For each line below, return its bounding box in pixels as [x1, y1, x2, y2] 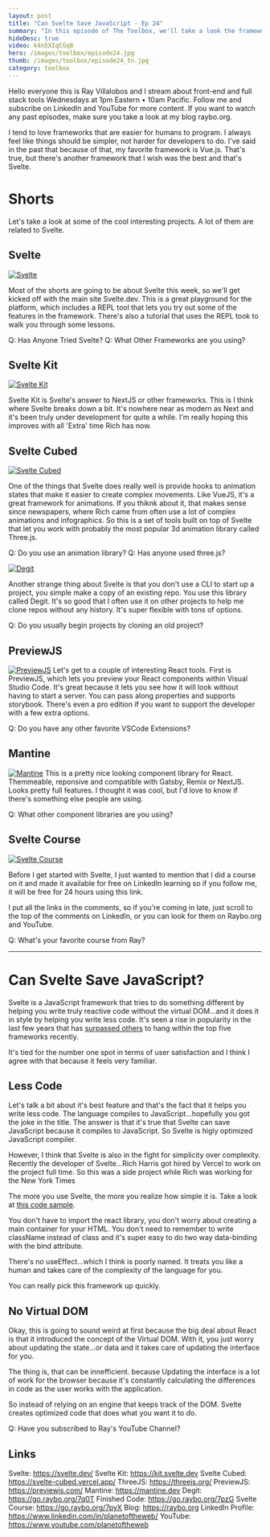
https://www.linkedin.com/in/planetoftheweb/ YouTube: [8, 1510, 191, 1521]
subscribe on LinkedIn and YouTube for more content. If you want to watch [8, 103, 256, 113]
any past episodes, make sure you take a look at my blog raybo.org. [8, 112, 233, 122]
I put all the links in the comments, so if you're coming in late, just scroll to [8, 902, 253, 912]
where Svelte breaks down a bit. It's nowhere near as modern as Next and [8, 404, 254, 414]
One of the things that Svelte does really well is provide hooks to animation [8, 481, 256, 491]
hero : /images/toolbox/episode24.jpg [8, 49, 135, 57]
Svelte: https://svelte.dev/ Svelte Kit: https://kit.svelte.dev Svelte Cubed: [8, 1468, 247, 1477]
